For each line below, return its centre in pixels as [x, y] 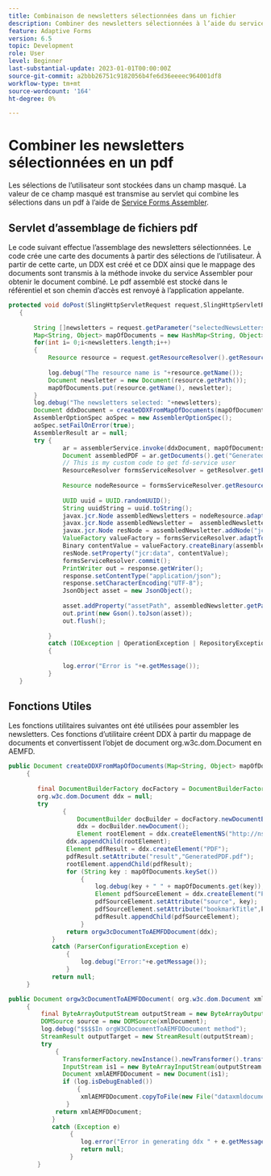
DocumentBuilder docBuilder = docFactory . [149, 819]
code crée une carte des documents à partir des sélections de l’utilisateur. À [135, 256]
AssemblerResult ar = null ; [81, 433]
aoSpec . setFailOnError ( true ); [84, 425]
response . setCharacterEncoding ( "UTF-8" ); [133, 583]
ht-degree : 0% [32, 99]
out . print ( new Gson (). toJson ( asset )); [128, 613]
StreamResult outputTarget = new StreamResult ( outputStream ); [147, 1037]
